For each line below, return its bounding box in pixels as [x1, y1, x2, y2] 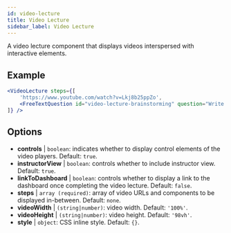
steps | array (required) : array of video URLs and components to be [17, 188, 215, 197]
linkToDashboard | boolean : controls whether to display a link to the [17, 174, 210, 182]
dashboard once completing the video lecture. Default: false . [17, 181, 192, 189]
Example [7, 69, 46, 81]
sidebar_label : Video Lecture [7, 23, 95, 30]
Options [7, 126, 43, 138]
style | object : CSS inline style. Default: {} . [17, 218, 140, 226]
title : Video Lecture [7, 17, 70, 24]
